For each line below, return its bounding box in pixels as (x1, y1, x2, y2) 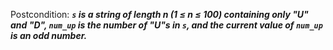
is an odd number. (10, 30, 88, 41)
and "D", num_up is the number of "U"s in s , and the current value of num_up (10, 19, 323, 31)
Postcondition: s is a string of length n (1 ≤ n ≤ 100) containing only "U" (10, 9, 309, 20)
